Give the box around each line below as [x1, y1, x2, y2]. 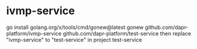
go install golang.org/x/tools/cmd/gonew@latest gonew [6, 24, 144, 31]
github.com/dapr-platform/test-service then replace [62, 30, 192, 37]
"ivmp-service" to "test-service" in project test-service [6, 36, 142, 43]
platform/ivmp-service [6, 30, 62, 37]
